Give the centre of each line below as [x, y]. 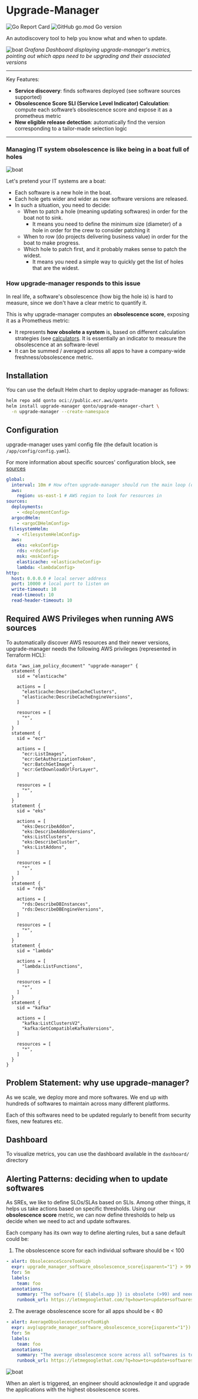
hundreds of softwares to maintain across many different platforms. [88, 1103]
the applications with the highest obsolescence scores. [73, 1390]
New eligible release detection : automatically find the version [90, 122]
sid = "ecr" [31, 738]
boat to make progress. [52, 243]
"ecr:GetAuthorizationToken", [59, 759]
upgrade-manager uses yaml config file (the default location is [82, 444]
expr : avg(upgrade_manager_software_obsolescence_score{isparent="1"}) [101, 1328]
